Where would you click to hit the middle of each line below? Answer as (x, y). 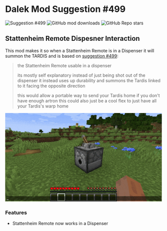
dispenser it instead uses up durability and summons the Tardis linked (89, 80)
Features (16, 213)
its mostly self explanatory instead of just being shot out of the (81, 75)
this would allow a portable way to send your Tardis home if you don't (88, 95)
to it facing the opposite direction (51, 86)
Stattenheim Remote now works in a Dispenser (60, 223)
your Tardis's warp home (43, 106)
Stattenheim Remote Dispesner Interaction (73, 39)
